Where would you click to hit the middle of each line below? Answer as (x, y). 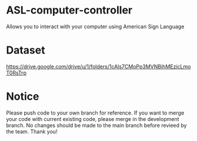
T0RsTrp (16, 73)
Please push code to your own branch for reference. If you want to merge (95, 113)
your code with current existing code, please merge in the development (93, 119)
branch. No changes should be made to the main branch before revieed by (96, 125)
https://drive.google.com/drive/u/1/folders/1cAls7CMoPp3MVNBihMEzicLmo (98, 66)
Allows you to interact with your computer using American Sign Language (95, 26)
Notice (23, 97)
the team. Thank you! (32, 131)
